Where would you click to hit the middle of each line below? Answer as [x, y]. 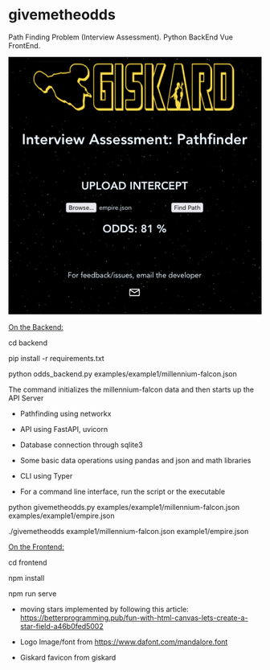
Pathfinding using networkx [65, 414]
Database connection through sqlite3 [81, 445]
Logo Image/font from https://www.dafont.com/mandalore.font [124, 642]
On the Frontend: [36, 547]
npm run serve [33, 594]
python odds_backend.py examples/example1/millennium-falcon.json [123, 374]
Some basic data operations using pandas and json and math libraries [135, 461]
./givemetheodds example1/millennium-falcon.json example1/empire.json [129, 532]
